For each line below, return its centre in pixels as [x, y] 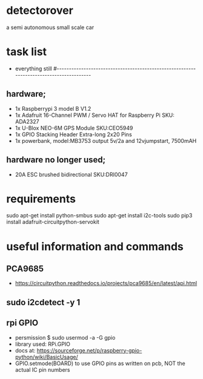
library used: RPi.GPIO [43, 344]
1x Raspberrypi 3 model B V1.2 [53, 108]
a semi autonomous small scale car [50, 27]
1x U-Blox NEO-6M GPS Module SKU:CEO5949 [74, 128]
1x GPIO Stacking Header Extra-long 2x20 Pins [73, 134]
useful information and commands [95, 246]
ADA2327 [27, 121]
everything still [34, 68]
